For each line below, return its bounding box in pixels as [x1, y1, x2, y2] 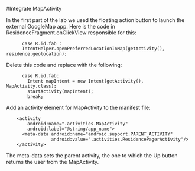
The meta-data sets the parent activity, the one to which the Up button [6, 152, 178, 159]
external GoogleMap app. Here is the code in [6, 23, 115, 30]
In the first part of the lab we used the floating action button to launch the [6, 17, 185, 23]
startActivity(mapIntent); [27, 88, 94, 94]
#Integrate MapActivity [6, 5, 62, 12]
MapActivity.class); [6, 83, 57, 89]
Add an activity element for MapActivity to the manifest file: [6, 104, 151, 111]
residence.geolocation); [6, 51, 67, 57]
